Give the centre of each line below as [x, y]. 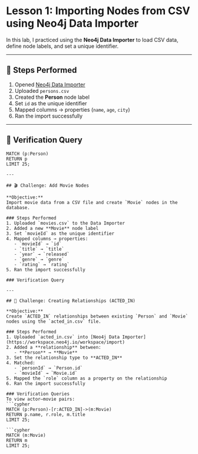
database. [18, 207]
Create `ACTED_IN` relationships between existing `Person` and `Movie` [97, 316]
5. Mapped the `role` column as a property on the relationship [87, 378]
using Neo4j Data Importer [72, 23]
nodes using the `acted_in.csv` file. [54, 321]
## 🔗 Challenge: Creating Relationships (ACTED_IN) [71, 301]
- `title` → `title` [39, 249]
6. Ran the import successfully [46, 383]
